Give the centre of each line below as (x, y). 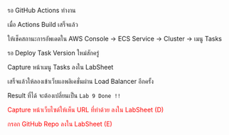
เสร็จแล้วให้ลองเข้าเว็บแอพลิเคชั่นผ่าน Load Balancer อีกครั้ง (81, 81)
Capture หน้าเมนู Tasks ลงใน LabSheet (60, 67)
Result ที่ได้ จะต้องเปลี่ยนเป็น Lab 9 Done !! (64, 96)
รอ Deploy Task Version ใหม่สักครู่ (53, 53)
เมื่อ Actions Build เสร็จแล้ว (43, 25)
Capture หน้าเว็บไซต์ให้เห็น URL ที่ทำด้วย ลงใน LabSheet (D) (86, 110)
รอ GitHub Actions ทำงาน (42, 10)
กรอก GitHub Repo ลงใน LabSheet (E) (60, 124)
